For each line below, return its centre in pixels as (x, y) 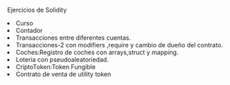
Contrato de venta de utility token (64, 74)
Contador (29, 31)
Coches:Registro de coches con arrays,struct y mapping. (97, 52)
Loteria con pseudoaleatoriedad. (62, 60)
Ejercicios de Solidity (37, 10)
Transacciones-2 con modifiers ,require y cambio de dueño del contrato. (120, 45)
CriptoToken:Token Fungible (56, 67)
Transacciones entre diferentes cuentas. (74, 38)
